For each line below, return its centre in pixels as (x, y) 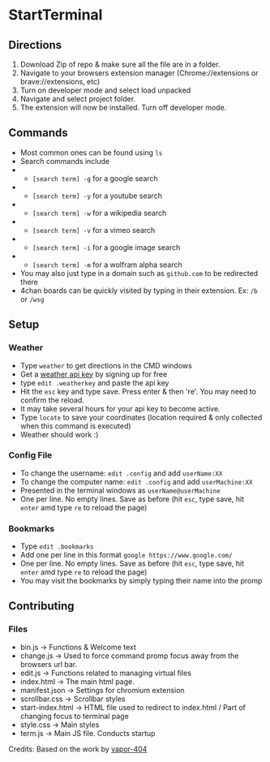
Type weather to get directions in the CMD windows (106, 365)
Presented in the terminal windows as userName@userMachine (120, 490)
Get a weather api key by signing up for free (94, 374)
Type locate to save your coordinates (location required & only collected (141, 417)
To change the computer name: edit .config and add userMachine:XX (136, 481)
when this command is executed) (75, 426)
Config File (30, 455)
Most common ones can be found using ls (91, 153)
